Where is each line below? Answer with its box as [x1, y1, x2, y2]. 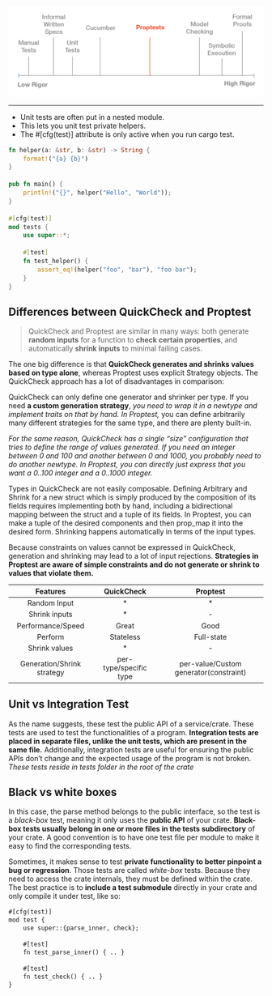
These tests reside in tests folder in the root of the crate [8, 762, 194, 772]
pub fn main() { [8, 181, 63, 189]
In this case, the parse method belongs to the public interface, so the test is [8, 807, 261, 816]
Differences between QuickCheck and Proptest [8, 304, 252, 318]
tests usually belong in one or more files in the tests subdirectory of [23, 824, 255, 834]
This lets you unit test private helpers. [19, 121, 147, 130]
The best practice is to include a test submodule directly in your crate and [8, 883, 257, 892]
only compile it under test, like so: [8, 892, 121, 901]
